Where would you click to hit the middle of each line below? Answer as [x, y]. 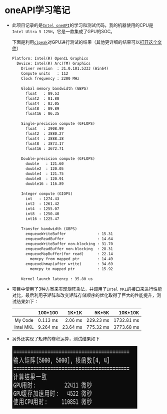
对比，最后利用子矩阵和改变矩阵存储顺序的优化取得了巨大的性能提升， [84, 295]
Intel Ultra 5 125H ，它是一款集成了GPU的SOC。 [63, 31]
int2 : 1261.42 [42, 203]
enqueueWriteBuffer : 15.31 [69, 234]
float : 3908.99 [44, 128]
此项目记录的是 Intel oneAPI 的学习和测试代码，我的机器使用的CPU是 [82, 25]
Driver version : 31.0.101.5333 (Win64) [65, 68]
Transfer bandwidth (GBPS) [49, 229]
